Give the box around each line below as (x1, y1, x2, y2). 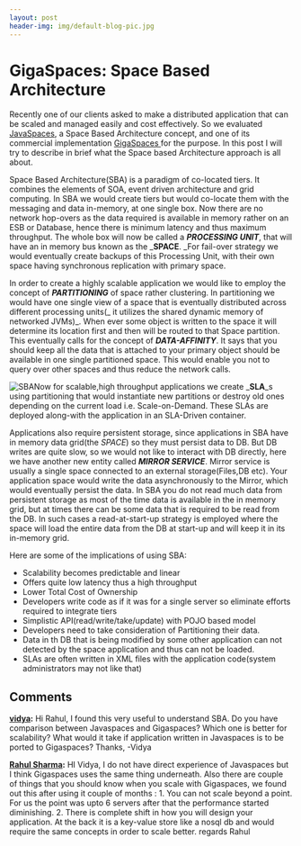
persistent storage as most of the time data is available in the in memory (9, 494, 277, 505)
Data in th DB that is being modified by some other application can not (22, 634, 283, 645)
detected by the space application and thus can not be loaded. (22, 644, 255, 655)
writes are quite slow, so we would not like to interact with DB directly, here (9, 446, 288, 457)
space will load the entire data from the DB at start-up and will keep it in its (9, 523, 286, 534)
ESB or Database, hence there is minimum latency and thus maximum (9, 222, 267, 233)
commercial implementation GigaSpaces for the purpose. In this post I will (9, 138, 283, 148)
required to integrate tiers (22, 606, 118, 616)
